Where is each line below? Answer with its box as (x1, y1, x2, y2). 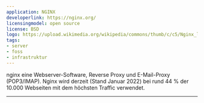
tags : (6, 37, 20, 43)
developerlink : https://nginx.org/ (6, 15, 97, 21)
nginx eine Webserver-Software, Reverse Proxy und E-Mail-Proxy (6, 71, 171, 78)
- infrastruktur (6, 54, 47, 60)
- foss (6, 49, 23, 55)
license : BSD (6, 26, 39, 32)
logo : (6, 32, 20, 38)
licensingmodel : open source (6, 20, 80, 26)
